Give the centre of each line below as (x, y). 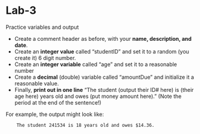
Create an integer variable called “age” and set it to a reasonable (96, 64)
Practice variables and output (42, 27)
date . (21, 45)
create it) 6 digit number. (45, 58)
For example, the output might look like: (55, 114)
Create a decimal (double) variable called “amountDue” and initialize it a (104, 77)
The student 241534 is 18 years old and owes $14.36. (85, 125)
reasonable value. (37, 83)
